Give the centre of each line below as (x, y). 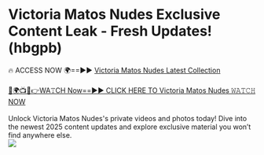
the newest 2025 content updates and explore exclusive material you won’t (130, 127)
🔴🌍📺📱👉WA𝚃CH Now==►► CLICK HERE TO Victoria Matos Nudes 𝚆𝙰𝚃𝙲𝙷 (132, 90)
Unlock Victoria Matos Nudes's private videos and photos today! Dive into (128, 118)
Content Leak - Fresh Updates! (110, 31)
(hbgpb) (35, 48)
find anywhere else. (40, 135)
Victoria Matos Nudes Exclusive (114, 15)
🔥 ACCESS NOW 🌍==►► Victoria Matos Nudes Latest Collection (114, 70)
